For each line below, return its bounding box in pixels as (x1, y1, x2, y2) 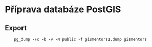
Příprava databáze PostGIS (5, 4, 121, 15)
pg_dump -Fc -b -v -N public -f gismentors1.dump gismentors (14, 37, 147, 42)
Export (5, 24, 27, 32)
